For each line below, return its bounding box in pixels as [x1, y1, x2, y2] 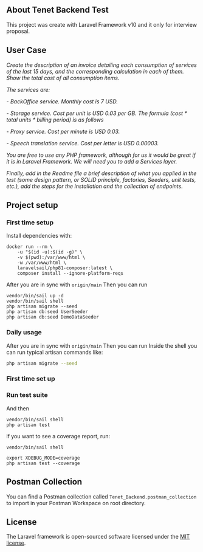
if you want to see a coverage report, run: [6, 432, 111, 440]
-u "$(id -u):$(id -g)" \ [17, 249, 83, 255]
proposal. [6, 27, 30, 35]
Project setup [6, 200, 59, 210]
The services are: [6, 86, 50, 93]
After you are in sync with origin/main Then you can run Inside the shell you [6, 342, 198, 349]
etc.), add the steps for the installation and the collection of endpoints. [6, 182, 184, 190]
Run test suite [6, 391, 48, 399]
